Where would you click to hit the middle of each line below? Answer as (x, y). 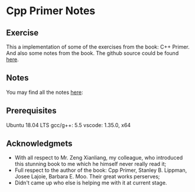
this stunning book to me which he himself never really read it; (90, 164)
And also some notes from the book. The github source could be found (92, 53)
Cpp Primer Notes (51, 11)
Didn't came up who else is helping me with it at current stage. (91, 183)
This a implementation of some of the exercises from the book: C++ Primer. (98, 47)
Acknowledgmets (39, 144)
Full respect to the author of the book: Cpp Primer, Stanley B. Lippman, (101, 170)
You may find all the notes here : (45, 92)
